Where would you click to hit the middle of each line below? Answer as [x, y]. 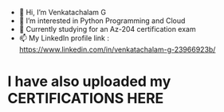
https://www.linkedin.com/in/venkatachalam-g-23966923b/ [117, 49]
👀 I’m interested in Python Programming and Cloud [102, 21]
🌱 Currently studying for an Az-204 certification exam [107, 29]
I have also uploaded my [89, 81]
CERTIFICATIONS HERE [86, 98]
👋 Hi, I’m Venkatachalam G [63, 12]
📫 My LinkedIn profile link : [64, 38]
